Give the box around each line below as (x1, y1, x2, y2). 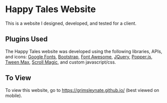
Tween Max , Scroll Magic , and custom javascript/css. (5, 59, 116, 65)
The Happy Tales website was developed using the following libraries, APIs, (5, 48, 162, 54)
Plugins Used (5, 35, 48, 43)
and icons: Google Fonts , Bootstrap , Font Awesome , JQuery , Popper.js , (5, 54, 153, 60)
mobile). (5, 92, 23, 98)
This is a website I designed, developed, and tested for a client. (5, 20, 137, 26)
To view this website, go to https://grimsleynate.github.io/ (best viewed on (5, 87, 159, 93)
